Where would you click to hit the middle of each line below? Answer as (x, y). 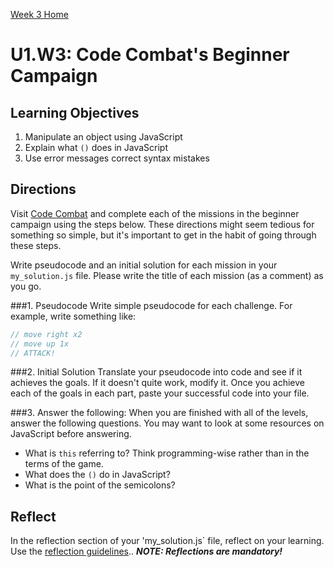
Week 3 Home (39, 14)
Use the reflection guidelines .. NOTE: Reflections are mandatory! (146, 551)
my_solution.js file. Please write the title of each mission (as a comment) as (167, 275)
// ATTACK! (33, 353)
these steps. (36, 245)
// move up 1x (40, 344)
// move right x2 (46, 334)
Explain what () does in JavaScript (96, 147)
